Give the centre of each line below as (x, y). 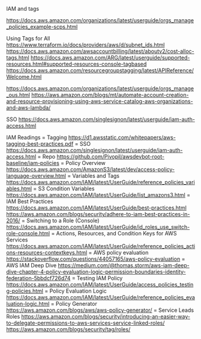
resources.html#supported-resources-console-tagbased (76, 64)
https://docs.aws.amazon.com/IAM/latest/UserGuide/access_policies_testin (100, 285)
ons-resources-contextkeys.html (47, 253)
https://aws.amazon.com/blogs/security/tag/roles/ (68, 329)
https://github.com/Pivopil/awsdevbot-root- (111, 157)
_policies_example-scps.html (42, 27)
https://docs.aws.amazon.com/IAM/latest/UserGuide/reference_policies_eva (100, 297)
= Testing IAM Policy (97, 278)
